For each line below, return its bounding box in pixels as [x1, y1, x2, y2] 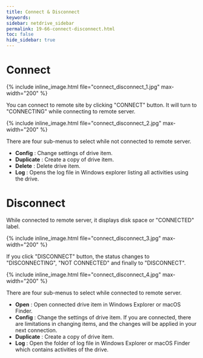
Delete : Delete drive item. [15, 162, 81, 170]
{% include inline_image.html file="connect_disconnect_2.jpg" [6, 119, 162, 127]
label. [6, 222, 20, 230]
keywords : [6, 15, 32, 21]
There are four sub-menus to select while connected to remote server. [6, 289, 182, 296]
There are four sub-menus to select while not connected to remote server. [6, 138, 192, 145]
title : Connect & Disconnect [6, 8, 80, 15]
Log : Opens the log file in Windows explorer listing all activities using [15, 168, 189, 176]
